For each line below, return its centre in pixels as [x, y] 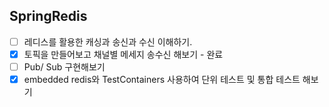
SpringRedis [48, 16]
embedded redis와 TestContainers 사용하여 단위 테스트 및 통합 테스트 [162, 79]
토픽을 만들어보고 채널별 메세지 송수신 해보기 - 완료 [123, 54]
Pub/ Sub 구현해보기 [64, 66]
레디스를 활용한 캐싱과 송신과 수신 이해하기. [108, 41]
